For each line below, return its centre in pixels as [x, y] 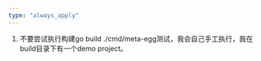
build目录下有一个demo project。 [73, 48]
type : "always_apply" [44, 15]
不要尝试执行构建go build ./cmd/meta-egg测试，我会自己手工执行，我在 [136, 38]
